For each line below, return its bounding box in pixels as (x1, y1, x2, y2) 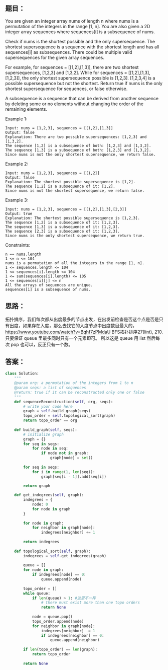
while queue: (23, 590, 51, 596)
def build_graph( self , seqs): (14, 427, 78, 432)
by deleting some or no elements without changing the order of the (5, 101, 144, 107)
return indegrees (23, 540, 59, 545)
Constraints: (5, 242, 31, 248)
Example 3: (5, 197, 29, 203)
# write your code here (23, 404, 73, 409)
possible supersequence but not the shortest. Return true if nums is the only (5, 80, 163, 86)
